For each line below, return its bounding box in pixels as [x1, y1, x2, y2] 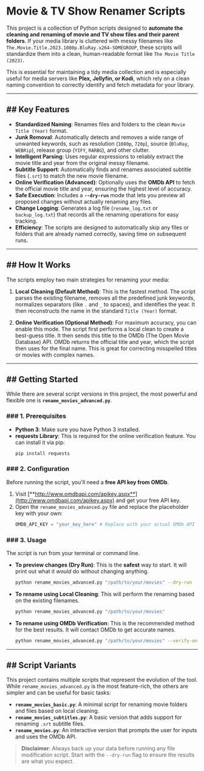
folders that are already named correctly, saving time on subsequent [15, 230, 186, 237]
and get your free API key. [115, 496, 181, 504]
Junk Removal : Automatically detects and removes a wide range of [15, 133, 184, 141]
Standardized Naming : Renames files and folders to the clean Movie [15, 120, 186, 128]
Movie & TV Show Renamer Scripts [6, 4, 186, 18]
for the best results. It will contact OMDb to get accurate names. [15, 626, 176, 633]
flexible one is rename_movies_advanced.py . [6, 397, 112, 404]
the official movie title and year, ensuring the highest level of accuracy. [15, 185, 192, 192]
